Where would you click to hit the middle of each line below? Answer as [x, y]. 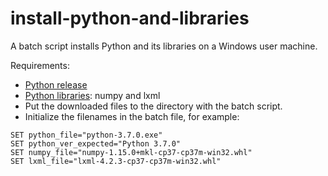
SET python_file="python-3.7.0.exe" [86, 135]
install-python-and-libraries [130, 18]
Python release [56, 84]
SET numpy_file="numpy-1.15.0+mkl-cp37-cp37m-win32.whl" [131, 152]
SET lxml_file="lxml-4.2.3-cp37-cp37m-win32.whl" [116, 161]
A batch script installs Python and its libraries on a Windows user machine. [164, 46]
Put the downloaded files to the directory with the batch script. [153, 106]
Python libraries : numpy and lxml [92, 95]
